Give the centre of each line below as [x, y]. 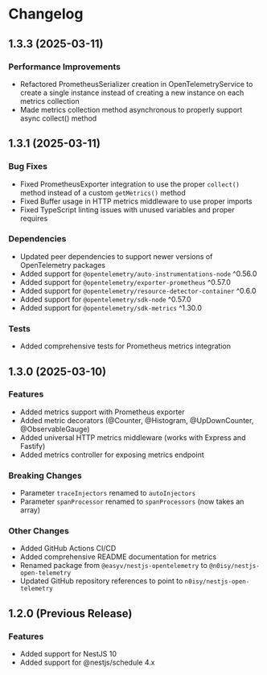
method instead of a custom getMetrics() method [103, 192]
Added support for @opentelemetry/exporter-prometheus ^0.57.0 [125, 282]
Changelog [46, 14]
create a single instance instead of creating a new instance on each [132, 93]
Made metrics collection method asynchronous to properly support [131, 109]
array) [30, 510]
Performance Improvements [65, 67]
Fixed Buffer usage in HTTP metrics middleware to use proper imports [136, 201]
